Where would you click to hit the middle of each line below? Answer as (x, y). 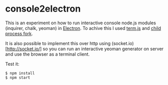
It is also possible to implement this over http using (58, 43)
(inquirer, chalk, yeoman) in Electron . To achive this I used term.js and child (83, 28)
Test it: (12, 64)
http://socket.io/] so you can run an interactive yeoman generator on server (85, 49)
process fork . (19, 33)
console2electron (43, 9)
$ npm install (20, 73)
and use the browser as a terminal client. (47, 54)
